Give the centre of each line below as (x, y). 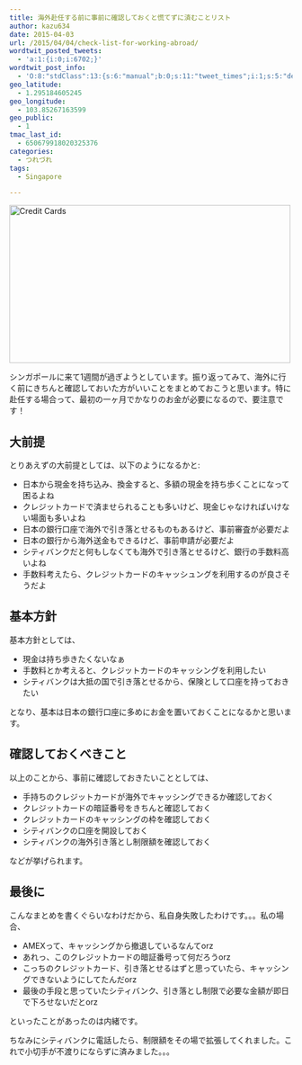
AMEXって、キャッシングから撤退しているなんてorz (118, 945)
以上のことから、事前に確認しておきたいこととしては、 (111, 777)
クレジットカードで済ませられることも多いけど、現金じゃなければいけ (152, 507)
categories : (31, 151)
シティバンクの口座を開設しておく (85, 830)
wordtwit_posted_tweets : (56, 51)
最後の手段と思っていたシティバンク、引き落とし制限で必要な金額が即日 (155, 990)
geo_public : (31, 118)
